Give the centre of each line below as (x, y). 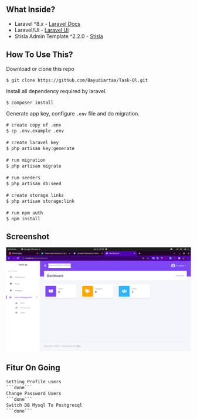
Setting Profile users (34, 382)
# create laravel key (33, 142)
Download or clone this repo (40, 69)
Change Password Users (34, 394)
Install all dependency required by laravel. (57, 91)
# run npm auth (25, 213)
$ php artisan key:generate (40, 148)
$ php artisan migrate (34, 166)
